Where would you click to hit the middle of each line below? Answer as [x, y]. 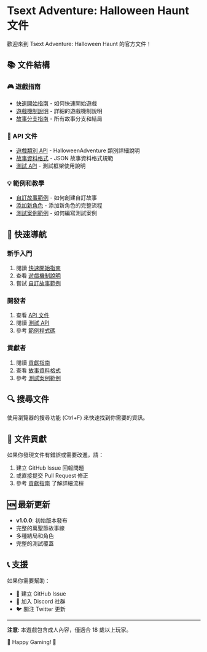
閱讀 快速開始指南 [38, 268]
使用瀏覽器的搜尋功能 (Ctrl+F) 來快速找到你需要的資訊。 [78, 417]
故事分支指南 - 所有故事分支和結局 [59, 118]
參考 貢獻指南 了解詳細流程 [50, 483]
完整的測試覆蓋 [35, 543]
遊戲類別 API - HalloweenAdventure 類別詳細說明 [78, 150]
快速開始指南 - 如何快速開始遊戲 [57, 103]
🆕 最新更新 [29, 504]
